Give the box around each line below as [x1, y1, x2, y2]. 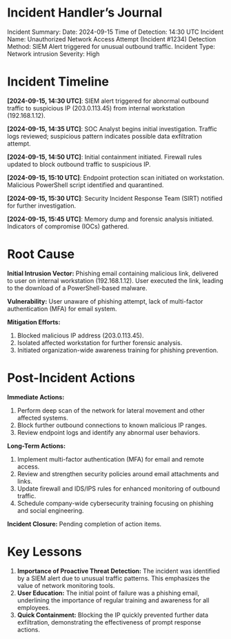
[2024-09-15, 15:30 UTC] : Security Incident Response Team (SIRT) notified [7, 194, 223, 202]
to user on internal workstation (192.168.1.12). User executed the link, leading [7, 276, 224, 284]
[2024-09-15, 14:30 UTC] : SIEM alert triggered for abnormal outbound [7, 97, 209, 105]
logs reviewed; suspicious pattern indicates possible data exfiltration [7, 132, 202, 140]
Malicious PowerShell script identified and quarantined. [7, 181, 164, 189]
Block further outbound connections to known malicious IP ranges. [17, 421, 207, 429]
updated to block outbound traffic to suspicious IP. [7, 160, 151, 168]
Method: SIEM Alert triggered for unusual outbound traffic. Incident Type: [7, 42, 215, 50]
